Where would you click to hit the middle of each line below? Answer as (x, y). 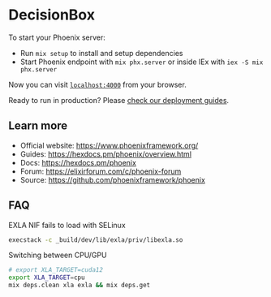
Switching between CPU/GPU (58, 255)
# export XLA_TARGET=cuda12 (56, 270)
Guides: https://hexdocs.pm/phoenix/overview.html (106, 154)
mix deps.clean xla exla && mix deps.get (80, 286)
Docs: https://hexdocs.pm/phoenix (78, 162)
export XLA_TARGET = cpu (47, 278)
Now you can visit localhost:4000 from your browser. (97, 84)
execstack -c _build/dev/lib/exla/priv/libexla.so (96, 240)
